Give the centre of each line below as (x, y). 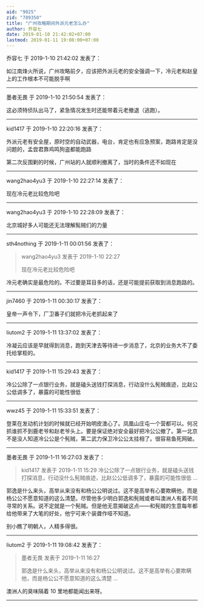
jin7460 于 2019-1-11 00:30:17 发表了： (55, 301)
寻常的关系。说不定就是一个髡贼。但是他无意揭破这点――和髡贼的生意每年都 (102, 506)
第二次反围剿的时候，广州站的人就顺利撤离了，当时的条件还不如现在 (91, 162)
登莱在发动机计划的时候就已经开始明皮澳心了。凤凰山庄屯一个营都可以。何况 (102, 423)
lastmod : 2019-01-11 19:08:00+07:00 (53, 40)
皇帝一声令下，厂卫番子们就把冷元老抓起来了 (62, 314)
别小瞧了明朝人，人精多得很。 (43, 526)
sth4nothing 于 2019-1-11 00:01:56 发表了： (60, 244)
